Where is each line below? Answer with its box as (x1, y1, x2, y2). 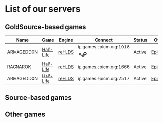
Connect (95, 37, 113, 43)
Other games (5, 110, 45, 118)
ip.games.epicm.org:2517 (78, 76, 130, 81)
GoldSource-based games (5, 23, 86, 31)
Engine (59, 37, 74, 43)
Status (133, 37, 147, 43)
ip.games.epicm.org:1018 (78, 44, 130, 49)
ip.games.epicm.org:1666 (78, 64, 130, 70)
